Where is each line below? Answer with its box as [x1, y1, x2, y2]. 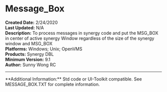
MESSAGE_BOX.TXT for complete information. [5, 81, 100, 87]
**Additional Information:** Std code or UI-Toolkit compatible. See [5, 76, 142, 82]
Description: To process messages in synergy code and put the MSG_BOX [5, 30, 159, 36]
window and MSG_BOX [5, 40, 53, 46]
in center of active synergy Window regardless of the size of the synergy [5, 35, 155, 41]
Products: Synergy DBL [5, 51, 54, 57]
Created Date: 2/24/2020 [5, 19, 58, 25]
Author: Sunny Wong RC [5, 62, 56, 68]
